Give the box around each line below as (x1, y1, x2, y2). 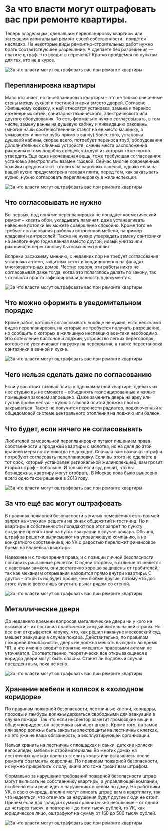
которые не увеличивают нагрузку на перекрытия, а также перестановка (5, 341, 163, 347)
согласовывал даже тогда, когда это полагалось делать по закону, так (5, 269, 156, 275)
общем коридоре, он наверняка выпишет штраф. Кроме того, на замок (5, 722, 157, 728)
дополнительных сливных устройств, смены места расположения (5, 142, 147, 148)
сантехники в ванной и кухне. (5, 346, 69, 352)
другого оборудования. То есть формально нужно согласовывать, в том (5, 116, 160, 122)
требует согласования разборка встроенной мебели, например (5, 227, 142, 233)
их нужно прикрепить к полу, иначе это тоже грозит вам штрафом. (5, 763, 149, 769)
